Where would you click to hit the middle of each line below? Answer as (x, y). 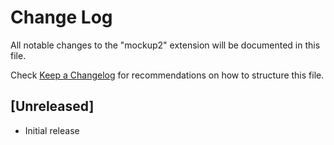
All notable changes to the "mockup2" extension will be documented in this (165, 45)
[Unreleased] (52, 106)
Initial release (52, 130)
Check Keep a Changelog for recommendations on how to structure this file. (167, 75)
